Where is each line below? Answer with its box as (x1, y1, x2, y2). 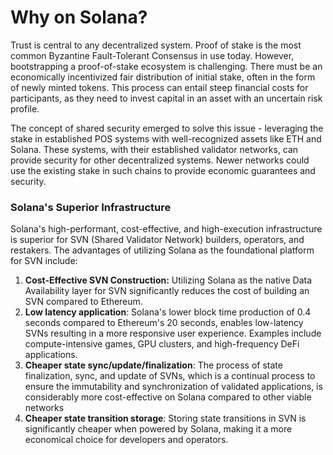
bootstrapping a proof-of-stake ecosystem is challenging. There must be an (10, 60, 323, 72)
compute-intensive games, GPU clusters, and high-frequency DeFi (24, 338, 300, 350)
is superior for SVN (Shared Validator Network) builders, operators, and (10, 234, 305, 246)
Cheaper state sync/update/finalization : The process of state (24, 359, 283, 371)
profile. (10, 102, 40, 115)
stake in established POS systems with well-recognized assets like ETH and (10, 132, 322, 145)
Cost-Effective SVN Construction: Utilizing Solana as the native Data (24, 274, 313, 286)
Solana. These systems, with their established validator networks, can (10, 143, 299, 155)
